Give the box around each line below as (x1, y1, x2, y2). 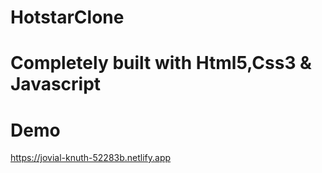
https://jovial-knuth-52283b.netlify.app (10, 152, 172, 164)
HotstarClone (10, 6, 125, 29)
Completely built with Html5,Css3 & (10, 52, 312, 75)
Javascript (10, 73, 102, 96)
